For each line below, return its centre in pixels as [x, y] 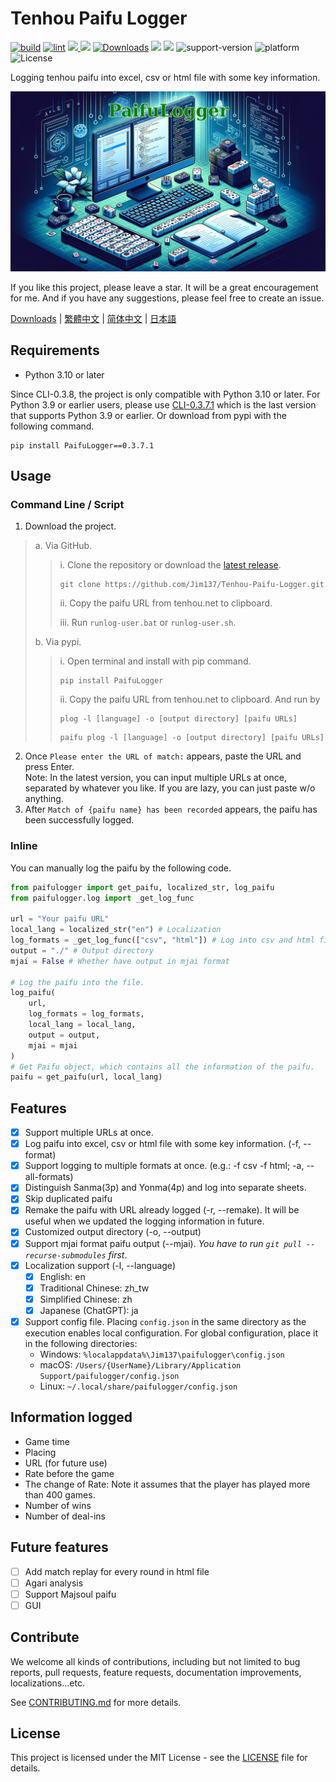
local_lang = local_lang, [82, 1025]
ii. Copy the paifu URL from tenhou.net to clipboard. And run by [190, 699]
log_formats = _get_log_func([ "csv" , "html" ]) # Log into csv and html [162, 940]
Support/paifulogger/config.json [109, 1376]
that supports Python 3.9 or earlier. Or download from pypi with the [148, 415]
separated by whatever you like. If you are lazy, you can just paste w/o [170, 788]
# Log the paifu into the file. [77, 982]
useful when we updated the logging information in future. [144, 1221]
